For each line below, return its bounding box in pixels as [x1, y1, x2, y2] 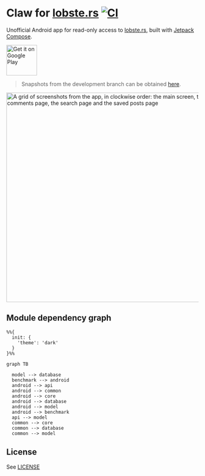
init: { [12, 334, 32, 341]
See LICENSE [6, 463, 40, 471]
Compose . [6, 32, 32, 40]
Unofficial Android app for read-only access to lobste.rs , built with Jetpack [6, 26, 194, 34]
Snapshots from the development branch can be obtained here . [21, 80, 181, 88]
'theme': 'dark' [17, 339, 59, 346]
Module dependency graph [6, 313, 112, 323]
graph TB [6, 361, 29, 367]
